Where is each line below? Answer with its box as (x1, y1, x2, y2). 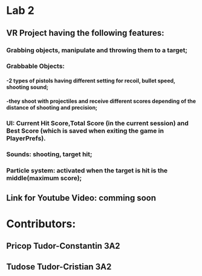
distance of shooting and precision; (6, 103, 98, 111)
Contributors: (6, 217, 76, 231)
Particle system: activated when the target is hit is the (6, 166, 168, 175)
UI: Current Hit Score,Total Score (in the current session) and (6, 119, 189, 127)
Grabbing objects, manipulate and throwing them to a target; (6, 46, 187, 54)
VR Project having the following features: (6, 28, 165, 38)
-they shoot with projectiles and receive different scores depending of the (6, 97, 197, 105)
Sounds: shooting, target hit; (6, 150, 93, 159)
